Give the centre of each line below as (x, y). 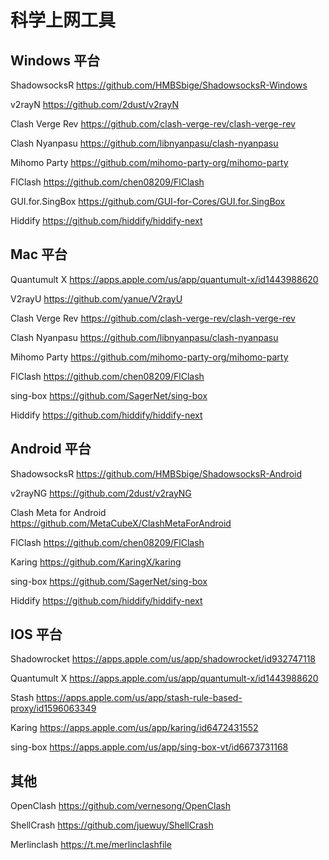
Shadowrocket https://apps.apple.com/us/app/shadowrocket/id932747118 (163, 659)
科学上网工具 (63, 20)
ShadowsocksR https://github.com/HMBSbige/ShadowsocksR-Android (156, 473)
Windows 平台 (55, 60)
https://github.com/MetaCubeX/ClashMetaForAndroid (121, 523)
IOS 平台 (36, 634)
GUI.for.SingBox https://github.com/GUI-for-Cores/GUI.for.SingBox (148, 201)
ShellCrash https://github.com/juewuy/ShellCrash (112, 825)
